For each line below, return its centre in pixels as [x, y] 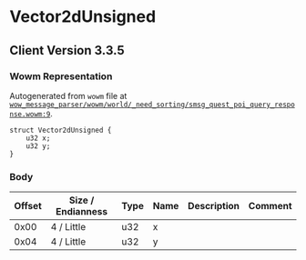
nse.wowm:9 [30, 114]
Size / [82, 200]
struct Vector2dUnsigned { [61, 130]
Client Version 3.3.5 [67, 50]
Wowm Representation [61, 76]
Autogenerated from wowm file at [68, 95]
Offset [28, 206]
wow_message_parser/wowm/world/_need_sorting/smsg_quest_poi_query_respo [153, 105]
